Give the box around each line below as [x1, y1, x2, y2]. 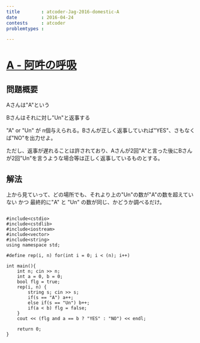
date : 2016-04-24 [6, 14, 74, 20]
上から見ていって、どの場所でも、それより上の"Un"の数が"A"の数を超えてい [6, 191, 194, 198]
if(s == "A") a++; [28, 295, 74, 301]
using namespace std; [6, 242, 61, 248]
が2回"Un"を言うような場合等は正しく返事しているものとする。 [6, 154, 163, 162]
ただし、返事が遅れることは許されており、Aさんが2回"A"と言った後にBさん [6, 147, 193, 154]
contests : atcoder [6, 20, 66, 26]
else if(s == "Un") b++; [28, 300, 90, 306]
